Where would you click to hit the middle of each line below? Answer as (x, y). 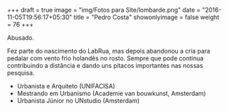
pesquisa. (21, 73)
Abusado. (21, 38)
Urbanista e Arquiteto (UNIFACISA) (66, 86)
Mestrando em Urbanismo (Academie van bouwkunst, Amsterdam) (112, 93)
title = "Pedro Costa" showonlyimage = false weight (147, 17)
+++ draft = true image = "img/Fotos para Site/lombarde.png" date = (104, 10)
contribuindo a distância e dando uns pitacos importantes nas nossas (105, 65)
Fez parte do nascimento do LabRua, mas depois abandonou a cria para (109, 51)
